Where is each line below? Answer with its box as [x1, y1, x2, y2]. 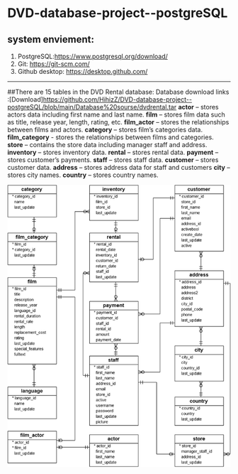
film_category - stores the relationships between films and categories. [7, 133, 214, 141]
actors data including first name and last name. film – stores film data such [7, 110, 225, 119]
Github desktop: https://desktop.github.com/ [17, 68, 148, 75]
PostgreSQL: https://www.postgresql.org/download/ [17, 52, 169, 60]
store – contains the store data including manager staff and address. [7, 141, 208, 149]
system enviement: [7, 33, 94, 45]
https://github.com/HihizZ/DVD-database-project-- [42, 95, 193, 104]
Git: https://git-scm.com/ [17, 60, 90, 68]
